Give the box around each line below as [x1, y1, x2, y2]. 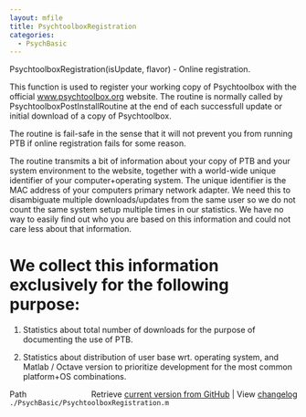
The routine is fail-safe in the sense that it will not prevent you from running [9, 129, 293, 140]
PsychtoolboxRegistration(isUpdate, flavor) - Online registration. [9, 64, 251, 75]
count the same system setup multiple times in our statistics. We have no [9, 204, 284, 215]
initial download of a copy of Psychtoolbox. [9, 110, 172, 121]
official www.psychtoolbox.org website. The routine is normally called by [9, 91, 283, 102]
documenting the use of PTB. [22, 334, 133, 345]
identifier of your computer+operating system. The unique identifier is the [9, 175, 287, 186]
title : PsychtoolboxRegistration [9, 22, 137, 31]
